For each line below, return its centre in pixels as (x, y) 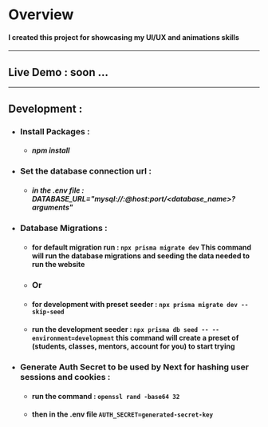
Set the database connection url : (85, 171)
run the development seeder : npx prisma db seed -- (120, 329)
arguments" (52, 208)
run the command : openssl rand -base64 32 (106, 396)
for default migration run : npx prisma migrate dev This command (142, 247)
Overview (41, 15)
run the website (58, 265)
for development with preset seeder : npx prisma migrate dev (134, 304)
